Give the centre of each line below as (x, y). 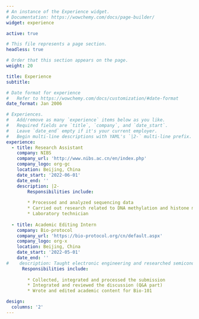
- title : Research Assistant (47, 148)
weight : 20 (20, 66)
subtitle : (18, 82)
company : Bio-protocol (45, 230)
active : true (22, 33)
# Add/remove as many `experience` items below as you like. (86, 120)
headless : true (25, 50)
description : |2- (38, 186)
